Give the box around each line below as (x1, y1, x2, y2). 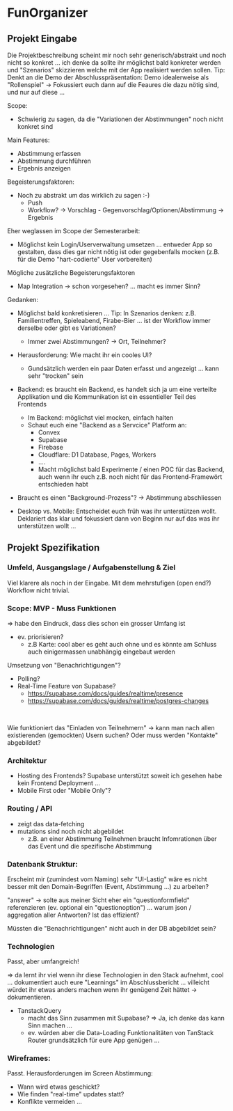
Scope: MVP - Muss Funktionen (7, 604, 117, 613)
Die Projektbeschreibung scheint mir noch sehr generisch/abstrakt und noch (7, 51, 227, 59)
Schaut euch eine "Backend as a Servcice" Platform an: (27, 421, 187, 429)
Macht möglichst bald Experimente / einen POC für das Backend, (38, 465, 225, 473)
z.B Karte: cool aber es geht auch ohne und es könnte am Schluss (27, 640, 217, 648)
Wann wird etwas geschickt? (17, 1082, 100, 1091)
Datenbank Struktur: (7, 859, 78, 869)
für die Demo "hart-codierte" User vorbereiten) (17, 255, 153, 263)
